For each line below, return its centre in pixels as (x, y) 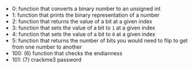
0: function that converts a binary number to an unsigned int (86, 9)
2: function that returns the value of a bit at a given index (82, 21)
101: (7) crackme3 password (47, 60)
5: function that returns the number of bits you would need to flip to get (100, 40)
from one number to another (47, 47)
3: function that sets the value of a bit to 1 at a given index (84, 28)
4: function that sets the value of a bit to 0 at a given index (84, 34)
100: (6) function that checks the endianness (67, 53)
